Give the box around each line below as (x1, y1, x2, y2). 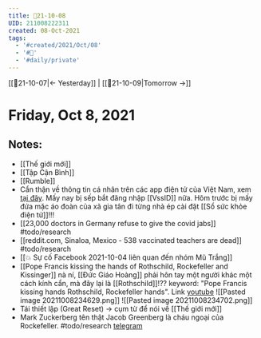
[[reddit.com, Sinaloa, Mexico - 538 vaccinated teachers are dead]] (19, 235, 242, 245)
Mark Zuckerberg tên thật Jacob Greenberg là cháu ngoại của (19, 312, 224, 322)
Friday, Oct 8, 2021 (8, 106, 136, 125)
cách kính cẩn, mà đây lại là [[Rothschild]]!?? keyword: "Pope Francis (19, 278, 247, 288)
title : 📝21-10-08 (8, 11, 66, 20)
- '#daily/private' (15, 57, 81, 65)
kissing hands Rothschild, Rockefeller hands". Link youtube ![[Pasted (19, 287, 246, 296)
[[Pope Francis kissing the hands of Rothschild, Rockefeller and (19, 261, 229, 271)
